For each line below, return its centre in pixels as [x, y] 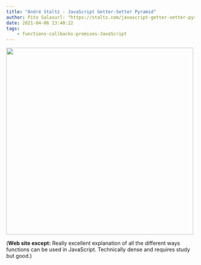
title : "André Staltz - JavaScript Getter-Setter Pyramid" [81, 12]
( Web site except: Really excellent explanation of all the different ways [93, 243]
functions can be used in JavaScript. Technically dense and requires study [98, 249]
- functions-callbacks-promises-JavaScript [72, 34]
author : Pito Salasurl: [36, 17]
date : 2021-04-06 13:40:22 [40, 23]
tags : [13, 28]
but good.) [19, 256]
